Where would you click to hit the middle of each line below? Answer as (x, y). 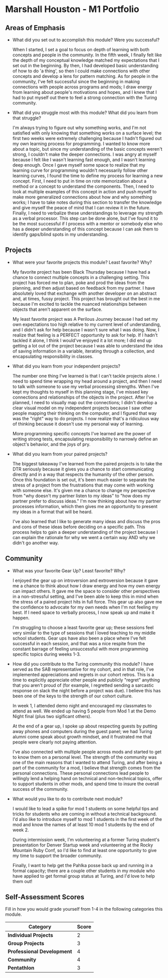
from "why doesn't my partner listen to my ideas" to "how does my (81, 496)
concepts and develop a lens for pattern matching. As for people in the (85, 76)
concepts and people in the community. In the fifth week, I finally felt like (87, 55)
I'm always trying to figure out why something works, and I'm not (79, 128)
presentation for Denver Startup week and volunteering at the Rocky (83, 845)
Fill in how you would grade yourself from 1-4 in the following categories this (84, 909)
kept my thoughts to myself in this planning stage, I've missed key (80, 392)
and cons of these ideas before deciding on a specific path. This (79, 527)
